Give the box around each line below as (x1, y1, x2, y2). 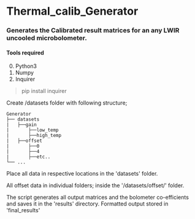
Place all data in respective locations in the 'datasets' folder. (6, 170, 158, 177)
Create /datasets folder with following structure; (6, 99, 128, 106)
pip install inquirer (21, 87, 67, 95)
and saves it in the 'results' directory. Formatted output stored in (6, 200, 169, 207)
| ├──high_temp (6, 133, 62, 139)
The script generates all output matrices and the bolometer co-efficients (6, 194, 189, 201)
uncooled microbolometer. (6, 34, 87, 42)
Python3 (15, 62, 37, 70)
